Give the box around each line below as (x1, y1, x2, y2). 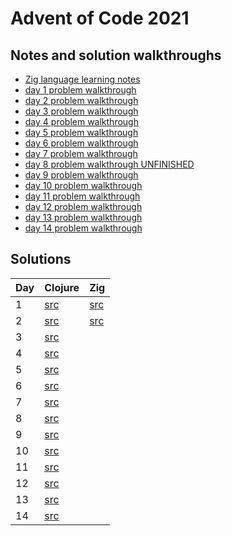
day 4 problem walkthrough (24, 116, 139, 127)
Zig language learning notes (24, 73, 141, 85)
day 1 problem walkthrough (24, 84, 137, 96)
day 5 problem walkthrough (24, 127, 139, 138)
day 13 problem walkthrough (24, 212, 143, 223)
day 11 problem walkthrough (24, 190, 141, 202)
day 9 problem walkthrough (24, 169, 139, 181)
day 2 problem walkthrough (24, 95, 139, 106)
